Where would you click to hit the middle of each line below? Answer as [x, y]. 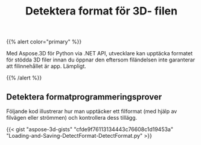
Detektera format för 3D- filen [101, 11]
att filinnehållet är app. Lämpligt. [46, 66]
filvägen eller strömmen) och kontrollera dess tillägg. [72, 118]
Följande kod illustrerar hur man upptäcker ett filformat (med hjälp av [92, 111]
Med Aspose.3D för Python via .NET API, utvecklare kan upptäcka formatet [100, 54]
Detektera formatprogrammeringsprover [84, 97]
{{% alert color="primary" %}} [44, 42]
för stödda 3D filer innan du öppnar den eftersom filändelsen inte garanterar [101, 60]
